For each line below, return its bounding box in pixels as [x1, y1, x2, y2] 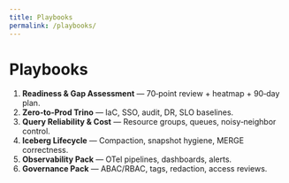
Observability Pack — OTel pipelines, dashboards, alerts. [21, 154, 232, 164]
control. [21, 126, 50, 137]
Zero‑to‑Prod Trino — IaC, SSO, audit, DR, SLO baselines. [21, 107, 234, 118]
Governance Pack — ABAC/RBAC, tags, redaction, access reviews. [21, 164, 268, 174]
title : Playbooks [9, 12, 73, 22]
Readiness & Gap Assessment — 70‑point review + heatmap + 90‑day [21, 88, 280, 99]
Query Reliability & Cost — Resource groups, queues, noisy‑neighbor [21, 117, 277, 127]
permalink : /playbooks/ [9, 21, 97, 30]
